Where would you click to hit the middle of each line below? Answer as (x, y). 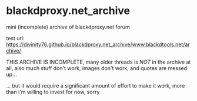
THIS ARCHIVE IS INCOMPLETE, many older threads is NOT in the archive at (98, 62)
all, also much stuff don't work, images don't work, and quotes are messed (97, 68)
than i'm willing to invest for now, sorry (53, 92)
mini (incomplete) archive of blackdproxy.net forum (68, 27)
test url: (15, 38)
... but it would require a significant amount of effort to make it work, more (96, 85)
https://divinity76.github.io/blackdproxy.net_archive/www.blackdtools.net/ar (98, 44)
